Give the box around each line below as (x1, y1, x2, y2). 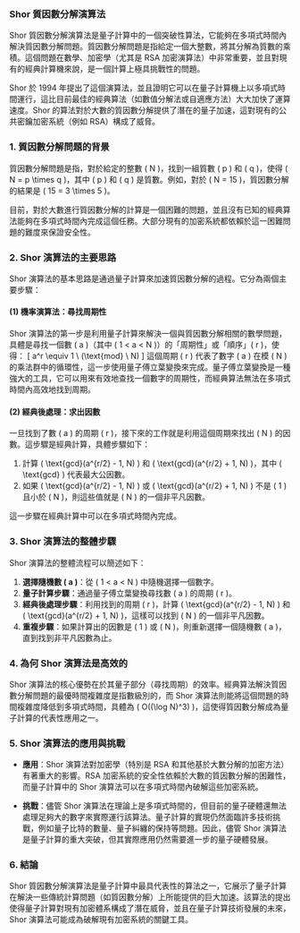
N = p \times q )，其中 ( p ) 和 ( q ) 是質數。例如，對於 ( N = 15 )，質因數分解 (9, 174, 290, 184)
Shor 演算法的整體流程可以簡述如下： (9, 557, 146, 568)
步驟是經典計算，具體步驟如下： (32, 439, 150, 449)
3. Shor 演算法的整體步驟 (9, 535, 117, 548)
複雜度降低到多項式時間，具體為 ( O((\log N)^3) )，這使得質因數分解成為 (16, 701, 281, 712)
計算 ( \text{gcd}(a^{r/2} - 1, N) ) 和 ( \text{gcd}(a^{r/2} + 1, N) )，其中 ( (21, 458, 283, 469)
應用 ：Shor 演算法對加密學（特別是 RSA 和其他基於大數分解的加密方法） (21, 759, 289, 770)
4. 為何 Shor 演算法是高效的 (9, 656, 128, 669)
